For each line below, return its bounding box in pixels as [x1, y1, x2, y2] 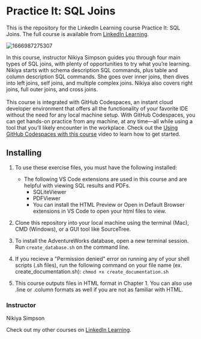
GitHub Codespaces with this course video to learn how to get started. [6, 130, 181, 138]
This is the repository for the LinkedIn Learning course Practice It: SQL [6, 24, 181, 31]
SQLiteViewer [32, 188, 67, 195]
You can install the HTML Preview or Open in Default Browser [32, 201, 185, 208]
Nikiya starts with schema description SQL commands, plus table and [6, 66, 178, 73]
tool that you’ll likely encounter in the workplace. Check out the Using [6, 124, 178, 131]
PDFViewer [32, 194, 61, 202]
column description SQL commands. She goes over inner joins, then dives [6, 73, 189, 80]
